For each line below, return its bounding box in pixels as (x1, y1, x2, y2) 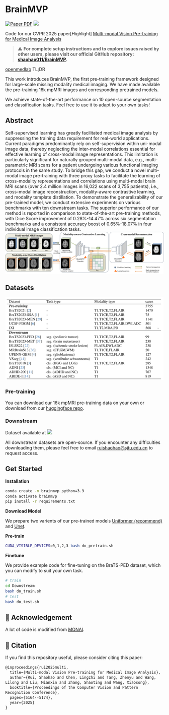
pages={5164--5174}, (10, 695, 53, 700)
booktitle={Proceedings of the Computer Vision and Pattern (10, 685, 138, 690)
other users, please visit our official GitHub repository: (17, 51, 134, 57)
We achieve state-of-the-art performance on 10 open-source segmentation (5, 96, 161, 102)
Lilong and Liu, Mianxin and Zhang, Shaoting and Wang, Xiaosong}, (5, 680, 150, 685)
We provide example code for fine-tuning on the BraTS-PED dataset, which (5, 562, 161, 568)
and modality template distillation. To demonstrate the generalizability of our (5, 194, 163, 200)
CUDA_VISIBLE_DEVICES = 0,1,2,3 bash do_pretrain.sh (5, 543, 114, 549)
